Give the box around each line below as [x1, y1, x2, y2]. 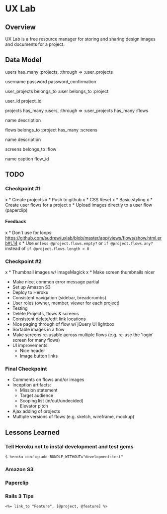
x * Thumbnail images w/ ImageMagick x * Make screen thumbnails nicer [5, 269, 155, 275]
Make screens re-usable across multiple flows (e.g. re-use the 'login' [12, 332, 154, 338]
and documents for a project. [5, 41, 65, 47]
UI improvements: [12, 342, 49, 348]
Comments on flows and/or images [12, 377, 84, 383]
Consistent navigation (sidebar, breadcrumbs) [12, 295, 107, 300]
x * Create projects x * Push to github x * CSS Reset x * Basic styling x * [5, 196, 153, 202]
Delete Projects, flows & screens [12, 311, 79, 316]
